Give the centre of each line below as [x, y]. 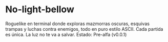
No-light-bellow [40, 9]
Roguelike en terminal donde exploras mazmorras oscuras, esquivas [78, 24]
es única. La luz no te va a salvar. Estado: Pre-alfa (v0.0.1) [66, 34]
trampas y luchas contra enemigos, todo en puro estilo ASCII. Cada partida [84, 29]
